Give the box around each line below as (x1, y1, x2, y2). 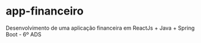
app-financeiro (5, 4, 84, 18)
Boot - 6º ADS (5, 30, 42, 38)
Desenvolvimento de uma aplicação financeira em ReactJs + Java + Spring (5, 24, 195, 31)
